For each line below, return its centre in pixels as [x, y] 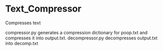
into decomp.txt [22, 43]
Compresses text [23, 23]
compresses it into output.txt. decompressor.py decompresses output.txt [81, 38]
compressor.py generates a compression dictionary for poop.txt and [76, 32]
